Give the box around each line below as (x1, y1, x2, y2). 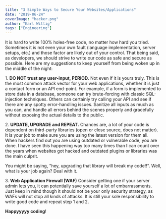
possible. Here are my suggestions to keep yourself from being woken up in (5, 60, 160, 66)
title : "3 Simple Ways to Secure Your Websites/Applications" (5, 7, 136, 12)
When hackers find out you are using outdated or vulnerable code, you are (5, 137, 158, 144)
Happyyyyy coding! (5, 209, 47, 215)
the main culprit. (5, 153, 39, 159)
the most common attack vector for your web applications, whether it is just (5, 80, 160, 87)
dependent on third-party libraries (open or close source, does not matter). (5, 127, 159, 133)
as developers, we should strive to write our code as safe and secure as (5, 55, 152, 61)
